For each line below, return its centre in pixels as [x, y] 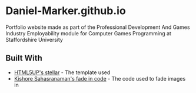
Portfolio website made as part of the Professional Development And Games [98, 27]
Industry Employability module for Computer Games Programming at [89, 33]
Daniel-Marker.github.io [66, 11]
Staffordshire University [34, 39]
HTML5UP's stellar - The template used [62, 72]
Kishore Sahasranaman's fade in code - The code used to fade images [100, 78]
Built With [24, 58]
